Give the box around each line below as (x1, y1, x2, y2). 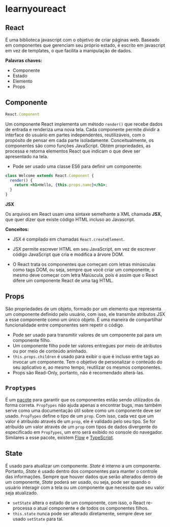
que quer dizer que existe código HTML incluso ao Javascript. (5, 217, 135, 223)
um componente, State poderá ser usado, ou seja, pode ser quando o (5, 479, 151, 485)
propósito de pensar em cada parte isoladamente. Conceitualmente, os (5, 137, 154, 143)
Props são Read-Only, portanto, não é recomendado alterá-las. (12, 369, 145, 375)
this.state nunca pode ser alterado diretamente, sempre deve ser (12, 510, 152, 516)
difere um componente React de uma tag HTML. (12, 278, 114, 284)
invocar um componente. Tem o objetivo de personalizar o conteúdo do (12, 359, 162, 365)
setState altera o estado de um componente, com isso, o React (12, 500, 146, 506)
